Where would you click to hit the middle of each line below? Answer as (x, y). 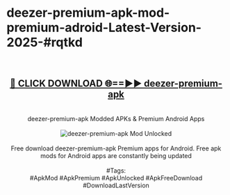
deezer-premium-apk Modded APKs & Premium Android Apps (116, 118)
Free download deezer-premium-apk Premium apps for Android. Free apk (116, 148)
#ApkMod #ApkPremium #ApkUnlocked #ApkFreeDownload (116, 178)
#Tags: (116, 170)
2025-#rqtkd (44, 42)
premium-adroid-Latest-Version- (104, 28)
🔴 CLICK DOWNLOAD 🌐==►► (76, 84)
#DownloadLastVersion (116, 185)
